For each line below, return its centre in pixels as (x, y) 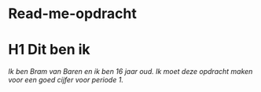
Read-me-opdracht (73, 14)
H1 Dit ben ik (49, 50)
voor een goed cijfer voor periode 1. (66, 80)
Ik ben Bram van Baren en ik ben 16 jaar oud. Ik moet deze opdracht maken (130, 72)
